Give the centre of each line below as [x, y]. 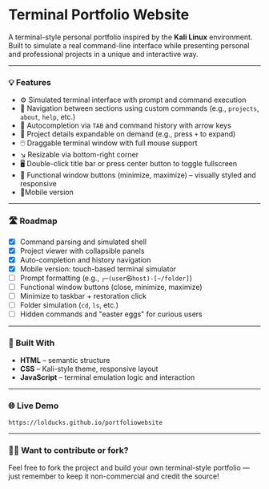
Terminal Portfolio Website [99, 15]
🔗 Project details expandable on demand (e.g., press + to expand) [128, 134]
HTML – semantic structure [65, 361]
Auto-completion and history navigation [85, 259]
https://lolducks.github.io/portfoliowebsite [85, 422]
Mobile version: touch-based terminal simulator [98, 269]
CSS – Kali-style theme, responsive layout [89, 369]
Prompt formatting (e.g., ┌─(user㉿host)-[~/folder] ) [106, 278]
